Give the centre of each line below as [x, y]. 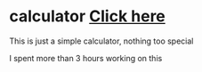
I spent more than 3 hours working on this [86, 58]
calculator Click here [88, 16]
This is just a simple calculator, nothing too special [101, 41]
